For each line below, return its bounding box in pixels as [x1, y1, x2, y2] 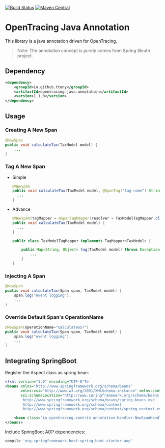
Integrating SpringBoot [5, 357, 77, 365]
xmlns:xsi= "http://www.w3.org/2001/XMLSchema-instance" [20, 388, 137, 393]
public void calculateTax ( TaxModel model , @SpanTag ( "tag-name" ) [12, 188, 147, 194]
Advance [12, 206, 31, 212]
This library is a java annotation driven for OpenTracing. [5, 38, 117, 44]
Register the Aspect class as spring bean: [5, 370, 89, 376]
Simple [12, 174, 27, 180]
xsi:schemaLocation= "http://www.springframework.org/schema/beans [20, 393, 160, 398]
